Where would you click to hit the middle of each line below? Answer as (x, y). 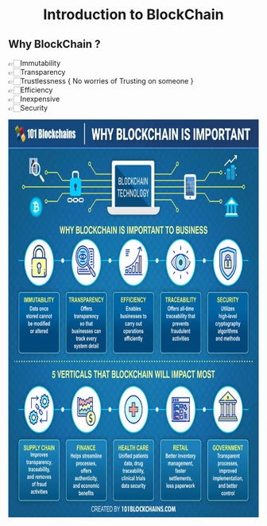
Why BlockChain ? (54, 44)
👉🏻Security (28, 108)
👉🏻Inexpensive (34, 99)
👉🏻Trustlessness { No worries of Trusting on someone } (101, 81)
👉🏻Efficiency (31, 90)
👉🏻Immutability (35, 63)
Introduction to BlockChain (133, 15)
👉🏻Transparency (37, 72)
